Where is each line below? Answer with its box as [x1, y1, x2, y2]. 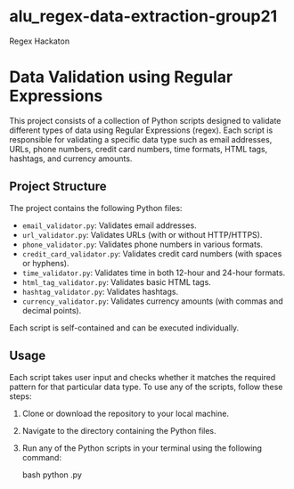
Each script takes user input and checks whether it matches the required [9, 371, 276, 382]
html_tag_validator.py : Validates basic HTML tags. [21, 276, 211, 287]
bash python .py [21, 469, 83, 480]
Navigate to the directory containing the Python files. [21, 425, 216, 436]
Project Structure [9, 179, 107, 194]
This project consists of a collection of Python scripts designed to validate [9, 115, 282, 126]
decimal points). [21, 305, 82, 315]
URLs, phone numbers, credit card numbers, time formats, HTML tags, [9, 143, 268, 154]
